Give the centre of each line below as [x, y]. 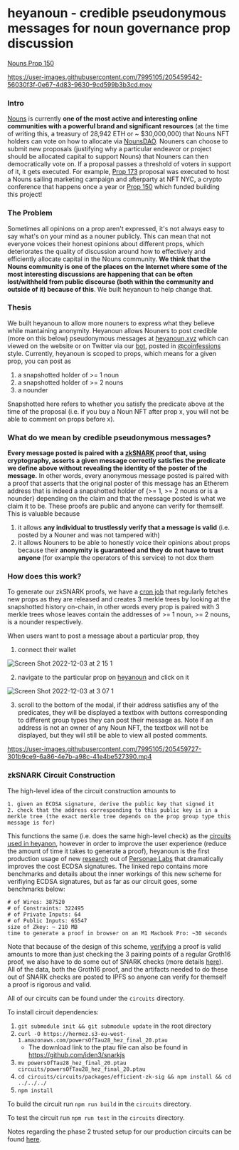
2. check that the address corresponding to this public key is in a [113, 810]
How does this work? [44, 576]
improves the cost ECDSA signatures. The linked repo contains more [108, 866]
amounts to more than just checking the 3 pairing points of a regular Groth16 [119, 954]
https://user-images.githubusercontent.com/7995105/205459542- [105, 77]
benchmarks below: [36, 889]
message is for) [31, 823]
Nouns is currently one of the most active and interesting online [102, 118]
